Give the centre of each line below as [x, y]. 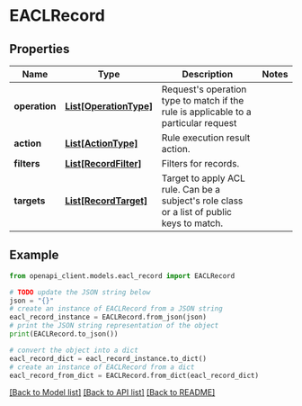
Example [34, 255]
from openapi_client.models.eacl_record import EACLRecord [122, 275]
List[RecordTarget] [106, 201]
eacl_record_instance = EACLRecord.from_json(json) [108, 317]
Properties [40, 49]
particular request [199, 123]
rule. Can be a [191, 189]
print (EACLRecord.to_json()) [64, 334]
